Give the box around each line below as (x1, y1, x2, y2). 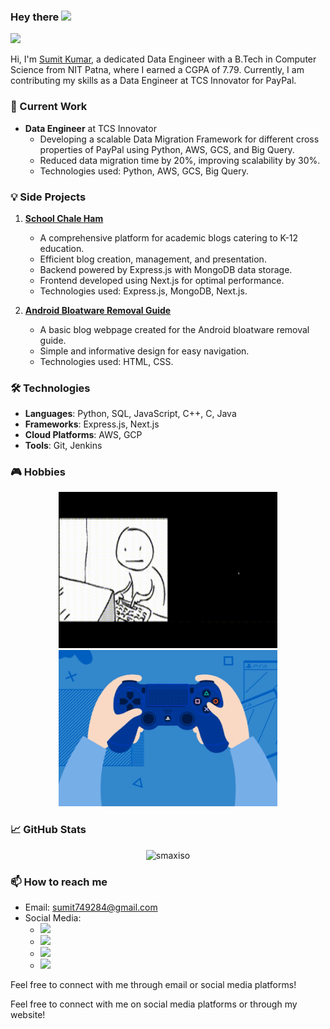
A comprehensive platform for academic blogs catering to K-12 (39, 231, 299, 244)
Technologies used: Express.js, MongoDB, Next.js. (39, 285, 248, 297)
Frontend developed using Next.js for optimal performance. (39, 274, 285, 286)
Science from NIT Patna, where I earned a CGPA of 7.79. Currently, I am (10, 64, 305, 76)
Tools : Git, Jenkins (24, 440, 103, 452)
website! (10, 1009, 46, 1021)
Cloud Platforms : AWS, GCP (24, 429, 143, 441)
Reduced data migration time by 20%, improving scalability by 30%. (39, 154, 321, 166)
